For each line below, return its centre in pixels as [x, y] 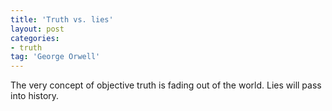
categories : [35, 38]
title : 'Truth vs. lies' [62, 19]
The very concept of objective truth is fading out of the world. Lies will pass [166, 85]
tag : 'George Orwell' [55, 57]
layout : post [37, 29]
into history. [35, 96]
